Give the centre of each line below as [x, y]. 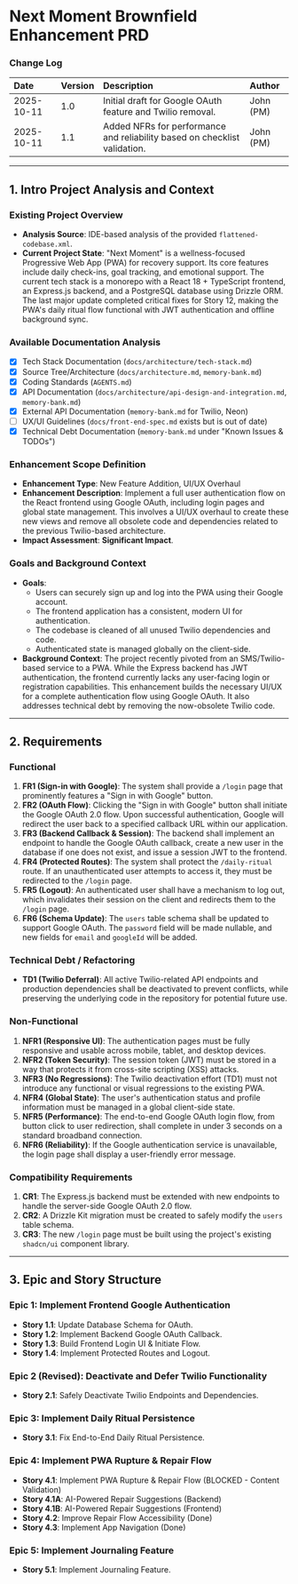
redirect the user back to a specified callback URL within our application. [155, 824]
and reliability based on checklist [172, 138]
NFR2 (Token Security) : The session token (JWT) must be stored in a [149, 1060]
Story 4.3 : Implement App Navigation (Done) [104, 1527]
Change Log [36, 63]
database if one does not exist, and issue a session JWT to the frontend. [154, 852]
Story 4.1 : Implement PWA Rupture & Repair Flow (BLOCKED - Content [150, 1480]
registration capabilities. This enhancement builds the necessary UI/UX [152, 687]
